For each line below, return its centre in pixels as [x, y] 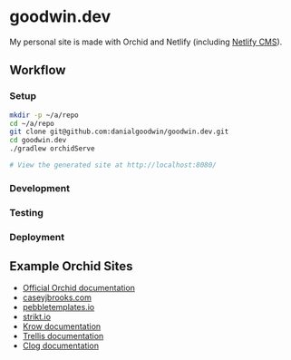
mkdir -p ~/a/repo [44, 115]
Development [40, 188]
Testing [26, 212]
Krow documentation [62, 326]
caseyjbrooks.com [57, 297]
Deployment [37, 237]
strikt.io [37, 317]
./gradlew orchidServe [52, 149]
